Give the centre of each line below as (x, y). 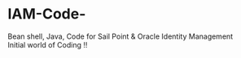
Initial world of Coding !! (48, 44)
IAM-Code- (47, 14)
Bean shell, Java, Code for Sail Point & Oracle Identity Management (120, 36)
